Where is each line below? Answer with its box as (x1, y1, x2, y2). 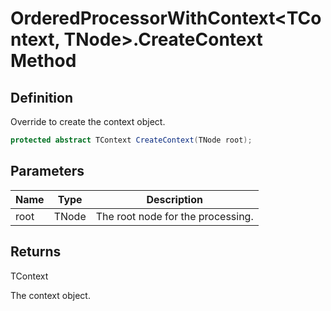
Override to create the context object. (10, 116, 166, 127)
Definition (10, 89, 73, 106)
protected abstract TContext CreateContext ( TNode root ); (10, 135, 253, 145)
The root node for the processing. (95, 209, 254, 223)
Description (146, 192, 203, 206)
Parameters (10, 163, 85, 180)
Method (10, 50, 77, 72)
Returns (10, 243, 62, 261)
